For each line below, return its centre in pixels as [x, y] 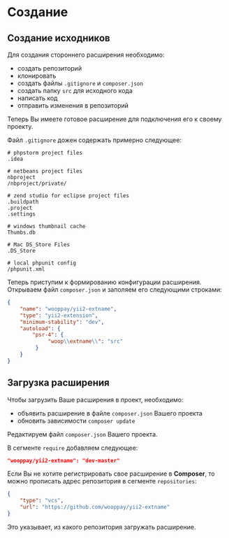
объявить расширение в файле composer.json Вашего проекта [110, 413]
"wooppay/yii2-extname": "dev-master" [64, 460]
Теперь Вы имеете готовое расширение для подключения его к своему [114, 119]
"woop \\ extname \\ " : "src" [86, 341]
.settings [22, 214]
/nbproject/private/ [37, 183]
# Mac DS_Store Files [39, 245]
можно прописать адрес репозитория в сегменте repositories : [102, 481]
